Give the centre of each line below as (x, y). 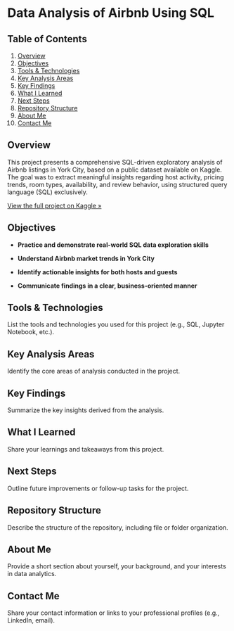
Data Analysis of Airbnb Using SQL (111, 13)
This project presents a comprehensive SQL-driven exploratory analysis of (115, 162)
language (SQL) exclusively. (47, 192)
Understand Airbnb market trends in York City (86, 258)
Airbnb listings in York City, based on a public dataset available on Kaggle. (115, 170)
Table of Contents (47, 39)
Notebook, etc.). (31, 332)
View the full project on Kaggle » (54, 205)
